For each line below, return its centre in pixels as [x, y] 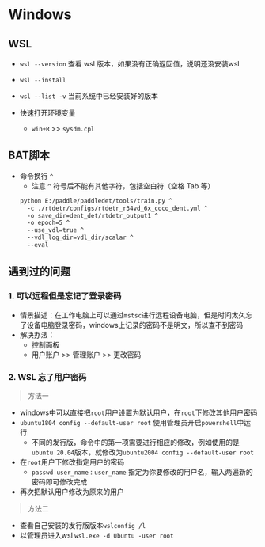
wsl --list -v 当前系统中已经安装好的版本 [89, 96]
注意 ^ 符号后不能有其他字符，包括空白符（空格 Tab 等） [123, 186]
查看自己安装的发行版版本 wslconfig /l [83, 525]
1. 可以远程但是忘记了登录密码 [65, 296]
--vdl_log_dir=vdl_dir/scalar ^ [80, 238]
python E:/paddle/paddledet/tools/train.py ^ [96, 201]
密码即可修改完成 [59, 481]
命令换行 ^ [36, 176]
